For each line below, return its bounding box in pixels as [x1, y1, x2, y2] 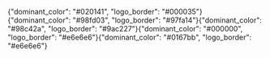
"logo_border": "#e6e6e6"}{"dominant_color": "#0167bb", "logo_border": [7, 32, 252, 42]
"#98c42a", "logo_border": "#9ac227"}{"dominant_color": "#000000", [7, 24, 243, 33]
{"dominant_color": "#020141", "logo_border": [7, 7, 161, 16]
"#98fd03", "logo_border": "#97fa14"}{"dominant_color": [72, 15, 263, 25]
